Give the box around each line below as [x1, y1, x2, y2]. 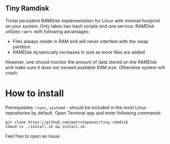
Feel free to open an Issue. [5, 133, 61, 139]
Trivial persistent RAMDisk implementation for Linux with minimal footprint [5, 17, 160, 23]
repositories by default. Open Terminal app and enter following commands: [5, 109, 162, 116]
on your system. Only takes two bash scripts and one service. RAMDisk [5, 23, 155, 29]
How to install [5, 88, 64, 99]
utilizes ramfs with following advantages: [5, 28, 90, 35]
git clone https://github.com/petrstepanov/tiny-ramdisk [5, 120, 128, 125]
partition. [12, 43, 32, 50]
